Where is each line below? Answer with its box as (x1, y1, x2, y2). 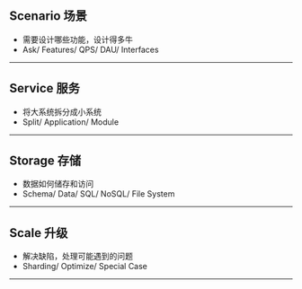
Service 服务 (9, 81, 81, 96)
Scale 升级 (9, 225, 68, 241)
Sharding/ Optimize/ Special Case (22, 261, 148, 272)
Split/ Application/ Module (22, 116, 120, 127)
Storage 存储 (9, 153, 82, 169)
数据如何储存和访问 (22, 179, 94, 189)
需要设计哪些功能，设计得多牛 (22, 34, 133, 45)
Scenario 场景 (9, 8, 88, 24)
